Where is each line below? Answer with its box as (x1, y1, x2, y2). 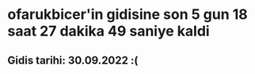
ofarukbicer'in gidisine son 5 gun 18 (7, 6, 249, 24)
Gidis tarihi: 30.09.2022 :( (7, 54, 139, 67)
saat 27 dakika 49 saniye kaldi (7, 22, 211, 40)
